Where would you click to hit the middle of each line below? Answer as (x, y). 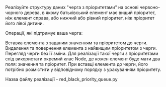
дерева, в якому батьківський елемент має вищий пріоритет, (90, 13)
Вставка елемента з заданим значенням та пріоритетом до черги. (76, 43)
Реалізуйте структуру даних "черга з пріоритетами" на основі (72, 7)
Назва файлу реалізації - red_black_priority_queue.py (61, 79)
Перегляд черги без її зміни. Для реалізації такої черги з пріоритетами (82, 53)
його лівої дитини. (25, 23)
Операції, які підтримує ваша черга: (44, 33)
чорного (14, 13)
